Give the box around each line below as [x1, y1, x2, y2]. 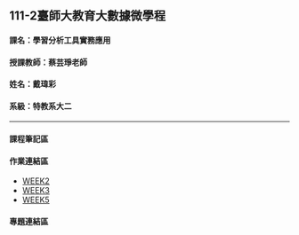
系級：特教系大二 [9, 100, 72, 111]
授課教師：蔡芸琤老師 [9, 57, 87, 67]
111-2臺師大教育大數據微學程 [9, 8, 166, 24]
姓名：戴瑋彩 [9, 79, 56, 90]
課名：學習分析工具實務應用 [9, 35, 111, 45]
